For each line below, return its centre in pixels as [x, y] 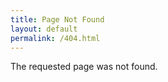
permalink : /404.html [55, 38]
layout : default [44, 29]
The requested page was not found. [84, 67]
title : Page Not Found [57, 19]
